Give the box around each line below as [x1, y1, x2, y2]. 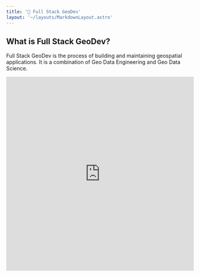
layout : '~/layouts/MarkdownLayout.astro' [6, 14, 113, 20]
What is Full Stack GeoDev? [6, 36, 111, 47]
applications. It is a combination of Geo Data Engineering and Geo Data [6, 59, 180, 66]
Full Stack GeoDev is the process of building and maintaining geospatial [6, 52, 183, 60]
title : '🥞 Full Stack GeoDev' [6, 8, 82, 15]
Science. [6, 65, 28, 72]
